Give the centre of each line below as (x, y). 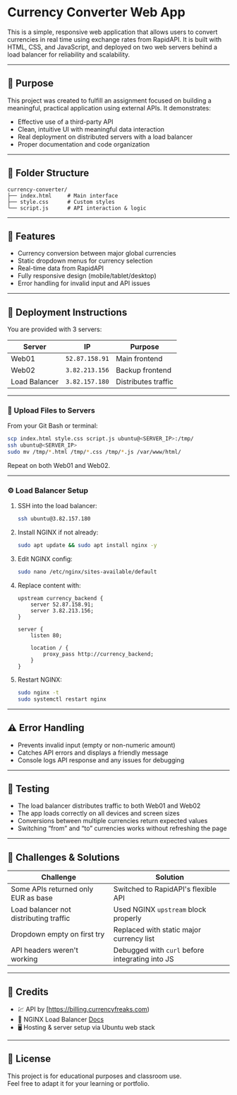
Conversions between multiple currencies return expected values (113, 821)
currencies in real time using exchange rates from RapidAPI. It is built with (115, 39)
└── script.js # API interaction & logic (77, 208)
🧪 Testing (29, 789)
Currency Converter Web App (96, 12)
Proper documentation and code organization (84, 144)
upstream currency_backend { (60, 599)
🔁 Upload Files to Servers (51, 411)
